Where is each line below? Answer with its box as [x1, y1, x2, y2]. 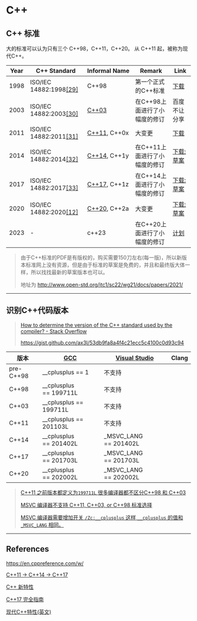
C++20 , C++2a [87, 204, 129, 212]
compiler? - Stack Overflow [20, 327, 87, 335]
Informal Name [87, 67, 130, 75]
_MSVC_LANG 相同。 [20, 521, 64, 528]
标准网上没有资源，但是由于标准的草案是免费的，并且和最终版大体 [25, 261, 185, 268]
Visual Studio [115, 354, 154, 362]
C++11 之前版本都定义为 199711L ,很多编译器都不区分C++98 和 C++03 [20, 489, 186, 496]
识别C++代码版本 [6, 306, 69, 315]
